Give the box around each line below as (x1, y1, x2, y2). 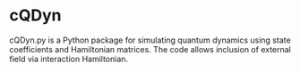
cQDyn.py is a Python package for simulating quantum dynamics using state (9, 35, 291, 45)
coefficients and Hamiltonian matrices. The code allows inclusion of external (9, 43, 291, 54)
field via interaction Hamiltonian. (9, 53, 128, 64)
